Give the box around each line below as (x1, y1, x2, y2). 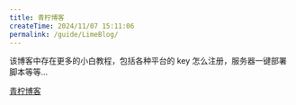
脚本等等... (9, 66, 49, 77)
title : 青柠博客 (9, 13, 65, 22)
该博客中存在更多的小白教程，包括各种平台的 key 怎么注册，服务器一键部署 (9, 56, 287, 66)
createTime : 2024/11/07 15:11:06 (9, 22, 135, 31)
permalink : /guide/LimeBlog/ (9, 30, 119, 39)
